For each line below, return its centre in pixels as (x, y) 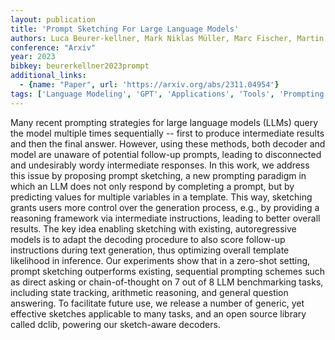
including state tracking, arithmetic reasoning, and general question (149, 292)
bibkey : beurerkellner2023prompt (80, 66)
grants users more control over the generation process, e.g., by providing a (165, 207)
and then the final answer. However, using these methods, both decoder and (168, 143)
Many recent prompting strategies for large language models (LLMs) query (164, 122)
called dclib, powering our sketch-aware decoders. (115, 324)
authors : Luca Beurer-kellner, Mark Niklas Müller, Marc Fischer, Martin (167, 38)
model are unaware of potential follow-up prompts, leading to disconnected (166, 154)
